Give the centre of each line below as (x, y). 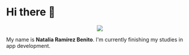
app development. (28, 46)
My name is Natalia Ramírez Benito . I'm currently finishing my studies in (94, 39)
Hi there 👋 (31, 12)
